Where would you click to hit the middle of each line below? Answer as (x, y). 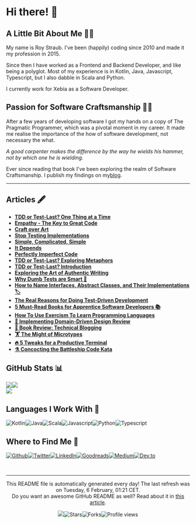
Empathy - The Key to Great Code (56, 223)
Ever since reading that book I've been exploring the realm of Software (91, 168)
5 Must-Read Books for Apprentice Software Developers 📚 (87, 307)
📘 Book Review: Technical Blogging (58, 328)
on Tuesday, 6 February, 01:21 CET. (98, 490)
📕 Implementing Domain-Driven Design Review (72, 321)
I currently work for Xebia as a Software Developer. (67, 89)
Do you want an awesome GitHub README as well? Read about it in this (98, 496)
